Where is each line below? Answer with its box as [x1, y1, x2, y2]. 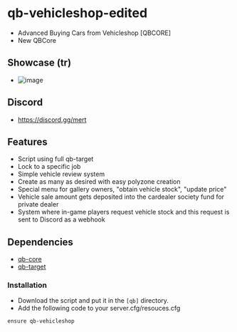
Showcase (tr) [7, 57, 72, 69]
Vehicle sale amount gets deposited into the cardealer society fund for [17, 192, 225, 201]
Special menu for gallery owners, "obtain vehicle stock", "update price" [17, 185, 227, 194]
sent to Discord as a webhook [17, 215, 105, 224]
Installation [7, 280, 48, 290]
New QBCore [17, 36, 57, 44]
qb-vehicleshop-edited [7, 5, 148, 21]
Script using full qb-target [17, 155, 94, 163]
